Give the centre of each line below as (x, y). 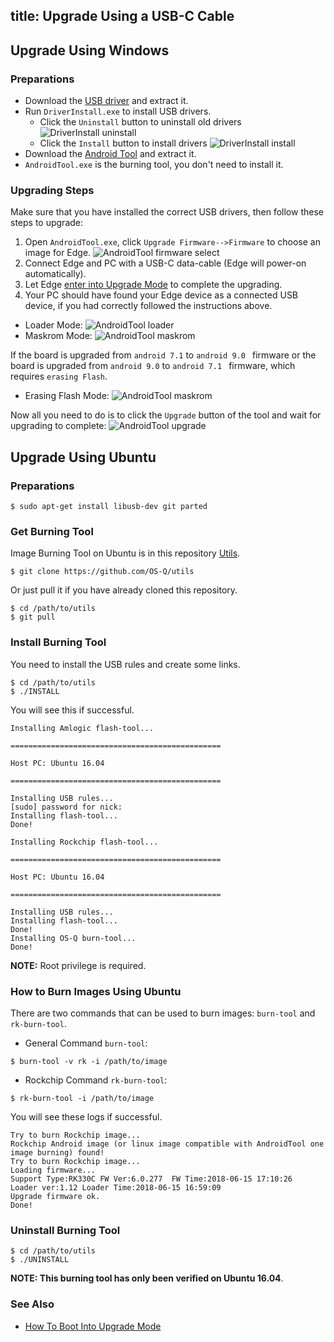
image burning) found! (57, 1152)
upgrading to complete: (58, 426)
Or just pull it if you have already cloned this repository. (124, 590)
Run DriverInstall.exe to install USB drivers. (118, 111)
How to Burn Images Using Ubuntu (96, 991)
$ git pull (33, 617)
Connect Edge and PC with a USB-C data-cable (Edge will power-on (165, 263)
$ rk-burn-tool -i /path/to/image (82, 1098)
